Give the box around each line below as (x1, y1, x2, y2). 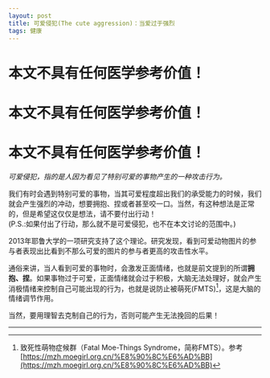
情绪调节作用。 (8, 294, 58, 303)
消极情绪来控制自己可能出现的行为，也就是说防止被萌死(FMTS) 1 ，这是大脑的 (8, 282, 261, 294)
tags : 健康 (8, 27, 43, 35)
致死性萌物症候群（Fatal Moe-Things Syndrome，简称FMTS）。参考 (19, 343, 243, 352)
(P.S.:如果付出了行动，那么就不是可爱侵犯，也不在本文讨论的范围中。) (8, 219, 236, 228)
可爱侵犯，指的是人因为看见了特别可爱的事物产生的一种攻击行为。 (8, 171, 227, 181)
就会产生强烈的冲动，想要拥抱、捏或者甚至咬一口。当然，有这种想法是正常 (8, 199, 255, 208)
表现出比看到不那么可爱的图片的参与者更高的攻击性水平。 (22, 246, 213, 256)
